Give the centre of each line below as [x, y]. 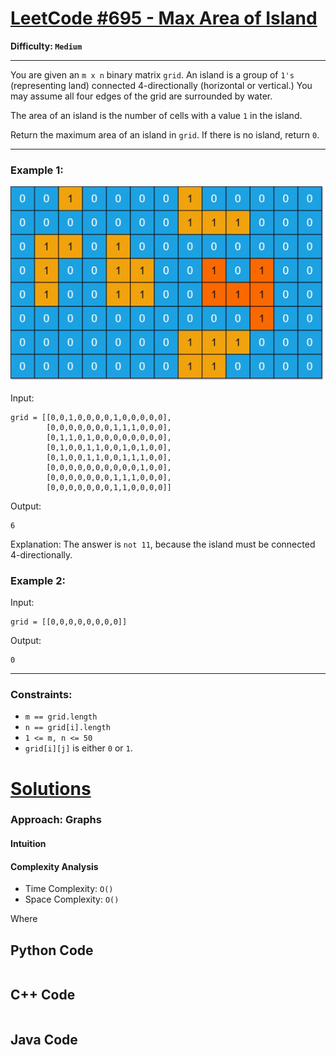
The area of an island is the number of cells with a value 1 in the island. [156, 115]
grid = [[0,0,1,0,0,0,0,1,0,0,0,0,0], [91, 417]
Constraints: [41, 694]
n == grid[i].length [67, 728]
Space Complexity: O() [72, 899]
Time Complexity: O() [69, 889]
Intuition [28, 844]
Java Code [44, 1040]
